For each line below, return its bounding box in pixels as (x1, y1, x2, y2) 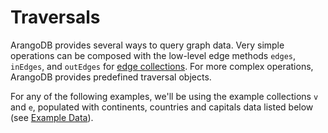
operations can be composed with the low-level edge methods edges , (10, 49, 297, 61)
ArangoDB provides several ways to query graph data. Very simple (10, 39, 285, 51)
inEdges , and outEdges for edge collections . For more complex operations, (10, 60, 314, 72)
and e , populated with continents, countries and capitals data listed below (10, 101, 314, 113)
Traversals (10, 6, 101, 29)
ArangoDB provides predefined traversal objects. (10, 71, 212, 83)
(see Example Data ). (10, 111, 94, 123)
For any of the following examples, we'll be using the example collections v (10, 90, 319, 102)
